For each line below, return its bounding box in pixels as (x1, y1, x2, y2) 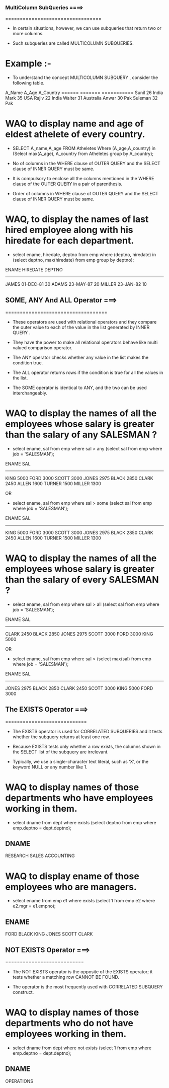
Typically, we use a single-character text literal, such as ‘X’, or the (12, 758, 149, 764)
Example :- (5, 58, 52, 69)
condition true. (12, 359, 43, 366)
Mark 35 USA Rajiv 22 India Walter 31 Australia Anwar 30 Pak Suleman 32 (5, 95, 158, 101)
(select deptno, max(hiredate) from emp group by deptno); (12, 257, 134, 263)
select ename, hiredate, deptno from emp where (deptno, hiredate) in (12, 252, 156, 258)
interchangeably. (12, 390, 48, 396)
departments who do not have (5, 1018, 133, 1029)
